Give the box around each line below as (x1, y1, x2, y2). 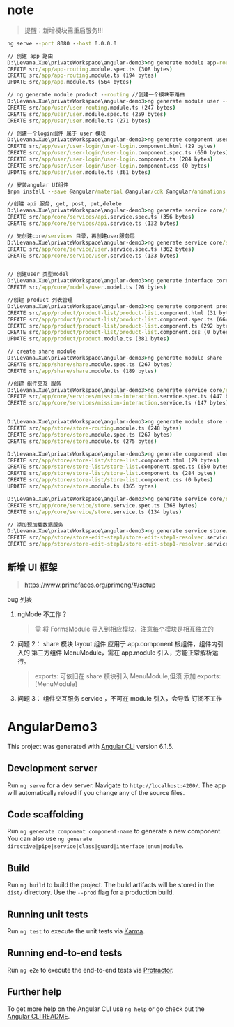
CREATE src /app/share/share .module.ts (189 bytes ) (7, 367, 157, 374)
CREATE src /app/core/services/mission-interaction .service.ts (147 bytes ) (7, 400, 229, 407)
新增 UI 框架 (7, 562, 58, 574)
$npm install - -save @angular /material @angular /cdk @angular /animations (7, 188, 226, 195)
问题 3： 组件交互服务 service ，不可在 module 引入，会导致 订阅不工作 (17, 694, 223, 702)
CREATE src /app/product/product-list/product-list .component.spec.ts (7, 316, 214, 323)
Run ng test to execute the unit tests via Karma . (7, 927, 145, 935)
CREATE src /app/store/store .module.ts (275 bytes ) (7, 437, 157, 445)
